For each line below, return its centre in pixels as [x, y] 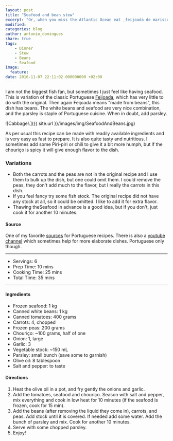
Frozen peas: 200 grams [39, 327]
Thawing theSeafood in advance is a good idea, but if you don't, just [85, 207]
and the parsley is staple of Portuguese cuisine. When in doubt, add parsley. [86, 113]
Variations [19, 163]
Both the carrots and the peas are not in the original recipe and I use [85, 174]
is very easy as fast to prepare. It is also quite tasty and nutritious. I [76, 139]
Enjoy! [19, 433]
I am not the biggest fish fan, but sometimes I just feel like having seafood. [84, 91]
